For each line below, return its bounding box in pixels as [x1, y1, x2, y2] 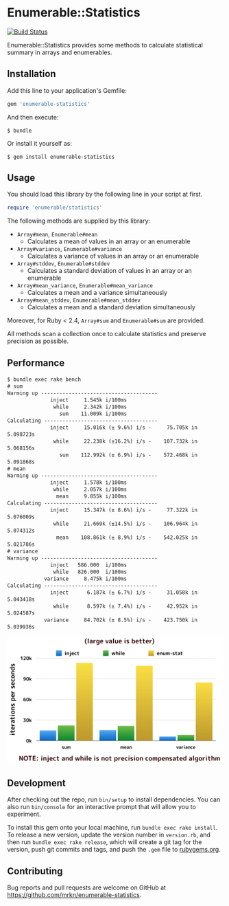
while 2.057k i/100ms [53, 486, 128, 493]
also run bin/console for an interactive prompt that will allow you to [7, 803, 197, 811]
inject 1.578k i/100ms [50, 479, 128, 486]
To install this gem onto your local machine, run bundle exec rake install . [7, 824, 218, 832]
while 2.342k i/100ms [53, 404, 128, 410]
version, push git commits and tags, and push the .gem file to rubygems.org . [7, 846, 221, 854]
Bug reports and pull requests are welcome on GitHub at [7, 883, 167, 892]
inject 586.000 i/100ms [50, 562, 128, 568]
